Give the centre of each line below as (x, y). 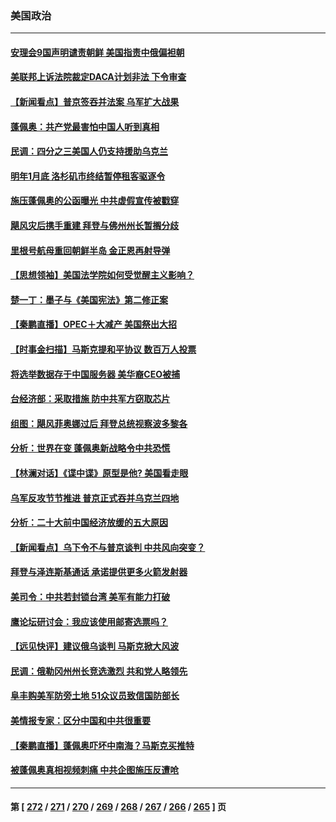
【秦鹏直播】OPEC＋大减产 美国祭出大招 (94, 324)
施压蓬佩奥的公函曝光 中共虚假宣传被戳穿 (95, 201)
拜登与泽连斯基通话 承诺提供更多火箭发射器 (99, 572)
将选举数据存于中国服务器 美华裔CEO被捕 (95, 374)
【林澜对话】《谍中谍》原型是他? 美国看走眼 (99, 473)
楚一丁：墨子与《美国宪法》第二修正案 (89, 299)
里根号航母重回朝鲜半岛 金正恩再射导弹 (90, 250)
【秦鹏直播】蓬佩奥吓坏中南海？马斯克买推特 (102, 745)
